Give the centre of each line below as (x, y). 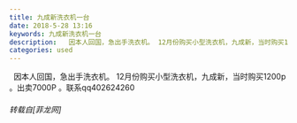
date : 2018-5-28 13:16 (51, 26)
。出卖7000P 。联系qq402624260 (72, 88)
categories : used (41, 50)
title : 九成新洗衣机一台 (49, 17)
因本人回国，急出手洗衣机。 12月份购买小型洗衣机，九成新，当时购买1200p (149, 77)
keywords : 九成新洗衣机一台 (55, 34)
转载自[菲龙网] (35, 109)
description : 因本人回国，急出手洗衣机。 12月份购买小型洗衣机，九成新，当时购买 (147, 42)
